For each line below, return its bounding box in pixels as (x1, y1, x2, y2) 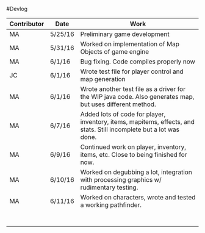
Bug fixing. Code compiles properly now (80, 57, 195, 66)
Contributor (9, 20, 45, 28)
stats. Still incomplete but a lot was (80, 125, 180, 134)
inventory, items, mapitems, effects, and (80, 118, 195, 126)
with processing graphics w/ (80, 176, 162, 184)
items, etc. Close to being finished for (80, 151, 187, 159)
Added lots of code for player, (80, 110, 166, 118)
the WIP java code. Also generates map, (80, 93, 195, 101)
